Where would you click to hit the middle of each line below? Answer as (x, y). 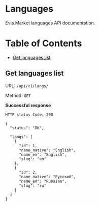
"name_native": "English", (47, 150)
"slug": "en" (32, 159)
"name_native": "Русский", (47, 177)
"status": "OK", (27, 128)
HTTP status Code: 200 (29, 115)
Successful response (28, 105)
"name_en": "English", (43, 154)
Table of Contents (44, 43)
